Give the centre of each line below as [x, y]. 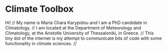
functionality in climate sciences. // [41, 43]
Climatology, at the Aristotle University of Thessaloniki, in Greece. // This [80, 33]
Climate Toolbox [39, 9]
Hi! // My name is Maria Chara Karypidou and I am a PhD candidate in [76, 23]
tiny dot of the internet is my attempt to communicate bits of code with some [83, 38]
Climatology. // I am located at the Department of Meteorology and [73, 27]
